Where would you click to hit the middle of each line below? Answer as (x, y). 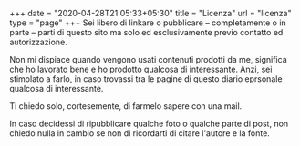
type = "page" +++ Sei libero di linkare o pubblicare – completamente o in (148, 23)
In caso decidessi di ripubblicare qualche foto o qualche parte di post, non (149, 123)
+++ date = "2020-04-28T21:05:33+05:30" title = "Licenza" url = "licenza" (150, 13)
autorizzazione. (39, 42)
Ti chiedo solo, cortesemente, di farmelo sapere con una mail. (126, 106)
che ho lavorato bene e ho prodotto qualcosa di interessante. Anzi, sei (141, 69)
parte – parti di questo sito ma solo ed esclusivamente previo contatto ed (146, 32)
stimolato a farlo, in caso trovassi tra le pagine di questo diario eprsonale (146, 79)
